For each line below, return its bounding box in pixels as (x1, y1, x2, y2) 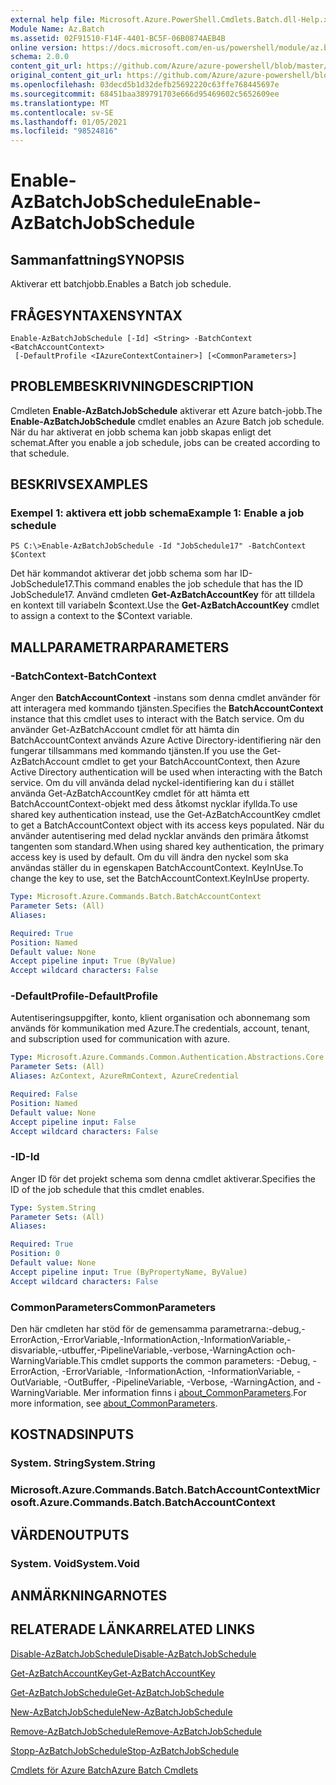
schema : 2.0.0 (10, 52, 70, 62)
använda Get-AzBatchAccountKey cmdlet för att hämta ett (10, 787, 250, 800)
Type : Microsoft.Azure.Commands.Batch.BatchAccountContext (10, 892, 262, 902)
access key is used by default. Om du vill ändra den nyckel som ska (10, 851, 289, 863)
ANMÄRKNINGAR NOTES (10, 1587, 168, 1604)
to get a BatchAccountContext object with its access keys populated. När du (10, 819, 325, 831)
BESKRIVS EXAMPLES (10, 476, 149, 493)
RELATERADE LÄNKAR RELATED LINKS (10, 1621, 256, 1638)
